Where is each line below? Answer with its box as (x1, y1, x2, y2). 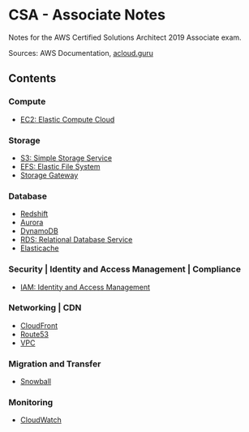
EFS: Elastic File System (19, 161, 101, 171)
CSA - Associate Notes (8, 6, 166, 24)
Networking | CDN (8, 302, 82, 314)
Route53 (19, 329, 49, 339)
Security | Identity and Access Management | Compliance (8, 263, 242, 275)
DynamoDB (19, 226, 58, 236)
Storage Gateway (19, 170, 79, 180)
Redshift (19, 209, 49, 219)
